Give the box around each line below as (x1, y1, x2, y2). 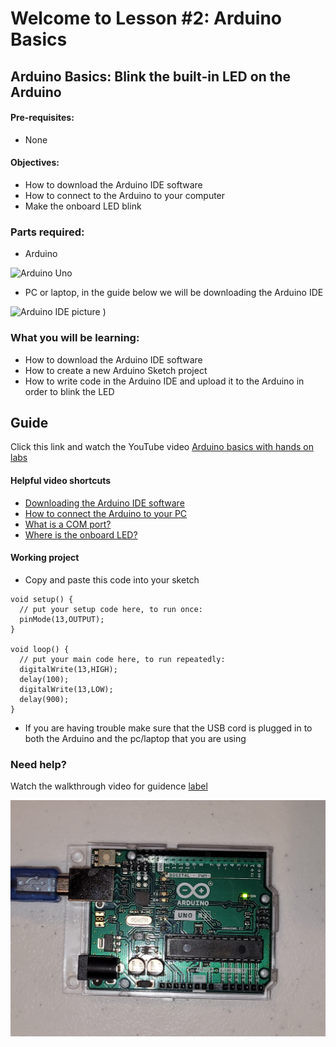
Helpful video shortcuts (10, 474, 111, 486)
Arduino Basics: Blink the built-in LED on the (10, 68, 292, 85)
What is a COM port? (24, 518, 112, 530)
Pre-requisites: (10, 112, 75, 124)
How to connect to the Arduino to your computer (24, 189, 226, 201)
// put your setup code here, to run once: (19, 604, 203, 614)
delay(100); (19, 674, 70, 684)
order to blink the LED (24, 385, 115, 397)
